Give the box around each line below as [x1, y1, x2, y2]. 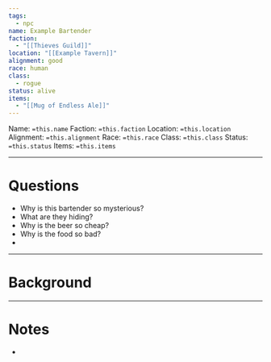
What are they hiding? [19, 212, 94, 222]
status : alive [8, 86, 56, 95]
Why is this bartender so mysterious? [19, 203, 144, 214]
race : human [8, 64, 48, 73]
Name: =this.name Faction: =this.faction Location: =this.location [8, 124, 231, 134]
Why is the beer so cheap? [19, 221, 110, 231]
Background [8, 273, 92, 292]
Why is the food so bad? [19, 229, 102, 239]
